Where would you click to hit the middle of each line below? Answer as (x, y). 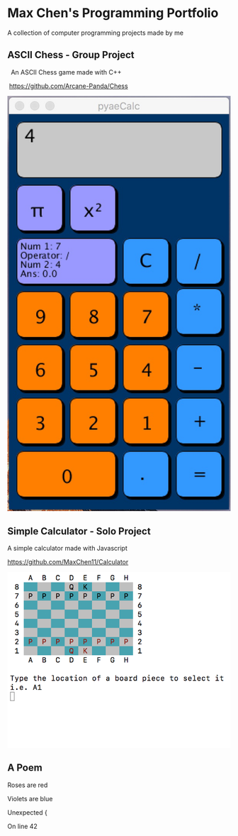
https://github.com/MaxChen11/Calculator (68, 562)
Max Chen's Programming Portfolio (113, 13)
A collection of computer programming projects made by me (96, 33)
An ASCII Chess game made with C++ (66, 72)
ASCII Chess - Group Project (71, 55)
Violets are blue (30, 798)
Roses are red (28, 785)
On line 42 (22, 826)
